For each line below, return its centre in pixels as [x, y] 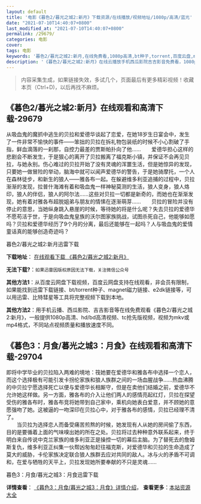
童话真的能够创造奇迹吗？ [38, 231]
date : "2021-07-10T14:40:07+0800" [49, 23]
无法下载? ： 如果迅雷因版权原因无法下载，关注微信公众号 [68, 270]
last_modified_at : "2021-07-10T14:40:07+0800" [65, 28]
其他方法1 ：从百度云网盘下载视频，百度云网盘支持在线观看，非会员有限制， [99, 282]
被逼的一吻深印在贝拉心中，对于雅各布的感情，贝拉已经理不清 [119, 410]
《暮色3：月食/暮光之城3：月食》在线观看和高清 [95, 345]
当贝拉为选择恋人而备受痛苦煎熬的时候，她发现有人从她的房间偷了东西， [106, 424]
